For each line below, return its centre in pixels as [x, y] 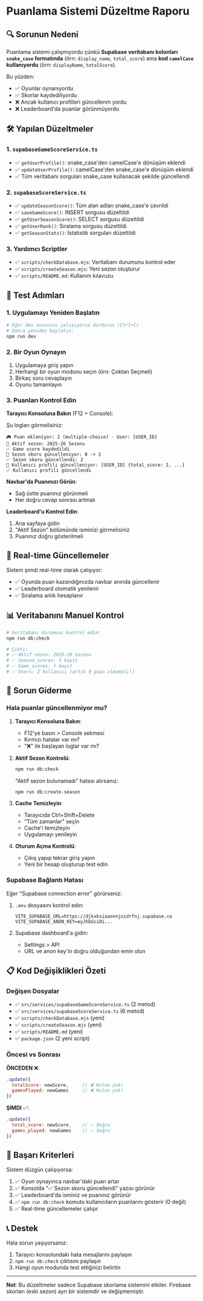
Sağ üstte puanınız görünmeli [51, 493]
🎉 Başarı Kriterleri [40, 1155]
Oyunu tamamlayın [38, 384]
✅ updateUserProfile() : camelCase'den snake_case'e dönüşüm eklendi [104, 169]
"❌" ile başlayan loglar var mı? [62, 746]
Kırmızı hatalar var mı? [52, 739]
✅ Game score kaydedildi [38, 449]
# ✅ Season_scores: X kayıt [42, 661]
